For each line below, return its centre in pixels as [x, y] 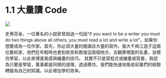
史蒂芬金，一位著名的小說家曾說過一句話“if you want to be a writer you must [83, 34]
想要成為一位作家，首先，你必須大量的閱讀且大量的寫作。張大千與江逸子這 [81, 46]
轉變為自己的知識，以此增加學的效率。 [44, 70]
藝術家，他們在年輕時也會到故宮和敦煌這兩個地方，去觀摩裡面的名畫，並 [83, 52]
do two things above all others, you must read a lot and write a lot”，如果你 [81, 40]
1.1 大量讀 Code [36, 10]
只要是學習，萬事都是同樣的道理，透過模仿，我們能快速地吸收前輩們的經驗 [85, 64]
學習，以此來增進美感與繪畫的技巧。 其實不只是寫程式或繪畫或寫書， [79, 58]
